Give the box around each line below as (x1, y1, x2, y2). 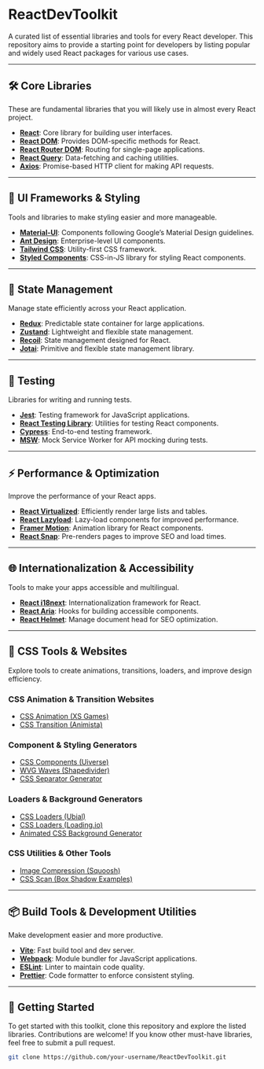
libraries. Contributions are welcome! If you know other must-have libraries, (8, 1030, 253, 1039)
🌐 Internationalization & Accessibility (8, 562, 194, 575)
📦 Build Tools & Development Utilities (8, 905, 197, 919)
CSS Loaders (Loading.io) (19, 820, 104, 829)
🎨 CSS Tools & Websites (8, 645, 128, 658)
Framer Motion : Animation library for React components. (19, 523, 204, 533)
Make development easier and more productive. (8, 930, 163, 939)
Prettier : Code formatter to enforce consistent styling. (19, 970, 195, 980)
